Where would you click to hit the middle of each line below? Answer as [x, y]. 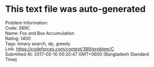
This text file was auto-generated [75, 9]
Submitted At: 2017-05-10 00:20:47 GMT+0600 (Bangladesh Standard [77, 54]
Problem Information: [27, 23]
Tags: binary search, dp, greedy [38, 43]
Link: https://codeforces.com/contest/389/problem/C [60, 49]
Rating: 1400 [18, 38]
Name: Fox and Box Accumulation [40, 33]
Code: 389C [18, 28]
